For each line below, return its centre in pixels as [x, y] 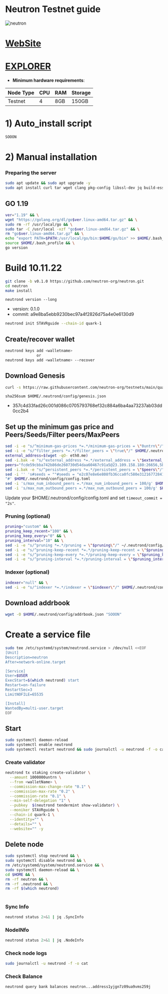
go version [16, 248]
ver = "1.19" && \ [22, 215]
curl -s [13, 387]
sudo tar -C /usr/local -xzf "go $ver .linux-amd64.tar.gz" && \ [72, 229]
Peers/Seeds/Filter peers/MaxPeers [62, 435]
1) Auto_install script [48, 124]
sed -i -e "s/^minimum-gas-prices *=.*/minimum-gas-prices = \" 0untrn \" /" [85, 446]
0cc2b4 [20, 411]
